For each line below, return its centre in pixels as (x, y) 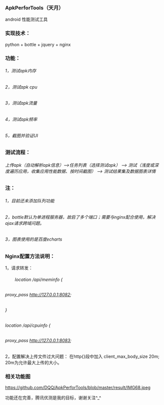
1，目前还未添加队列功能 (30, 201)
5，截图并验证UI (22, 135)
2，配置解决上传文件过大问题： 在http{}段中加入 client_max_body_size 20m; (82, 356)
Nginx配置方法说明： (30, 256)
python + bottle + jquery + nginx (38, 44)
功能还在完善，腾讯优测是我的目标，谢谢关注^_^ (53, 398)
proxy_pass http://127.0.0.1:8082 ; (38, 295)
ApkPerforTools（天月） (34, 7)
